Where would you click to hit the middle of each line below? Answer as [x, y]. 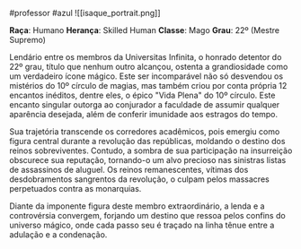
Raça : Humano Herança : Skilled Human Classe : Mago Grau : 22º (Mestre [145, 30]
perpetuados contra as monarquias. [75, 189]
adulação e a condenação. [58, 235]
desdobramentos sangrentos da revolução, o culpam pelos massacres [139, 179]
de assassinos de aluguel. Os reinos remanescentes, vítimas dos [129, 170]
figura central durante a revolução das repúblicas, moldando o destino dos [147, 141]
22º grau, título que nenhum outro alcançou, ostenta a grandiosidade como [149, 67]
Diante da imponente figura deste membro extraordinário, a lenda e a [137, 206]
